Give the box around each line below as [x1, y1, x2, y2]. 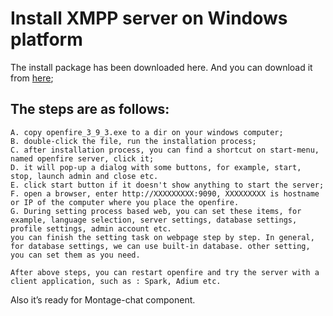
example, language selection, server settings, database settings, [10, 215, 298, 225]
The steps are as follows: [10, 101, 170, 118]
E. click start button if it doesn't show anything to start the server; [10, 180, 325, 190]
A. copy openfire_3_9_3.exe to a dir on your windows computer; [10, 127, 284, 137]
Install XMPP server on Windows [10, 7, 288, 30]
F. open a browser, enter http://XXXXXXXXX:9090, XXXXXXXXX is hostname [10, 188, 320, 199]
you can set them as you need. [10, 250, 141, 260]
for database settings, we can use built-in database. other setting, [10, 241, 311, 251]
